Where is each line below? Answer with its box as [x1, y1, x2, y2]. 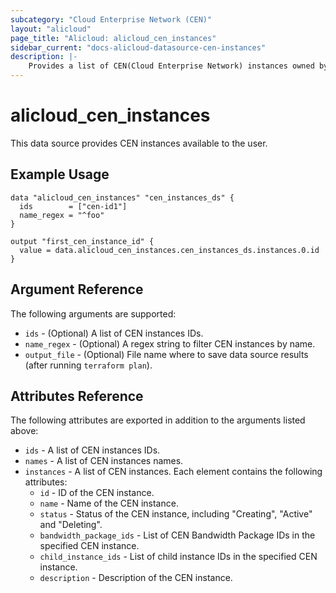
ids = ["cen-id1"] [19, 201, 128, 211]
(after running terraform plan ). [24, 359, 153, 371]
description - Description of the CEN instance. [39, 572, 233, 584]
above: [10, 425, 39, 437]
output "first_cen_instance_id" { [10, 236, 155, 246]
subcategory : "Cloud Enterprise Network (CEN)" [10, 14, 213, 25]
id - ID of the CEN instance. [39, 487, 155, 499]
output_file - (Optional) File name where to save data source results [24, 348, 309, 360]
